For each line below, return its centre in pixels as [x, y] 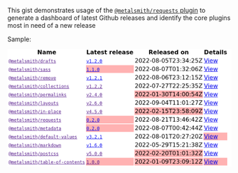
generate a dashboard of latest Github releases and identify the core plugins [119, 18]
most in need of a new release [52, 25]
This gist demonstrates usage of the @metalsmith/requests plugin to [107, 10]
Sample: [20, 39]
